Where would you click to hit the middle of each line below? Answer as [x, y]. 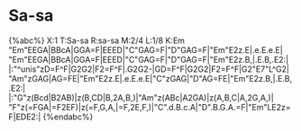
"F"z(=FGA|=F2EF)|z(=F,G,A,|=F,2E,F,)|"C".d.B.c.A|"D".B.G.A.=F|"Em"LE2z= [150, 107]
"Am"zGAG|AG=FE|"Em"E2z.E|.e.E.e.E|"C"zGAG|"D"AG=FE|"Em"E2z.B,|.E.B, [150, 78]
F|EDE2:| [25, 117]
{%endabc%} [68, 117]
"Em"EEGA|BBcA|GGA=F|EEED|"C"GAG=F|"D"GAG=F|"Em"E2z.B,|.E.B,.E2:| [149, 59]
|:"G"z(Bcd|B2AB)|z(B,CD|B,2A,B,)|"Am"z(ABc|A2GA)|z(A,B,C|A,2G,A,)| [141, 97]
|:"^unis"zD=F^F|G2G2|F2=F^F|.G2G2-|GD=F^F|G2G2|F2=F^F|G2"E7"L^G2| [149, 69]
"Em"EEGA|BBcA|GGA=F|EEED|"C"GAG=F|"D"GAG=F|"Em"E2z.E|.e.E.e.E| [146, 49]
